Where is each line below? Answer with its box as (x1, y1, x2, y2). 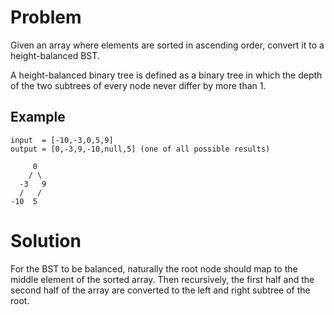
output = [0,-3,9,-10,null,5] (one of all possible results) (10, 144, 271, 154)
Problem (10, 6, 82, 29)
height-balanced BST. (10, 49, 100, 61)
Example (10, 109, 66, 126)
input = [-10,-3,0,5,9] (10, 135, 114, 145)
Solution (10, 229, 82, 252)
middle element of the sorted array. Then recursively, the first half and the (10, 273, 315, 285)
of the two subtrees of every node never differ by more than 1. (10, 79, 267, 91)
